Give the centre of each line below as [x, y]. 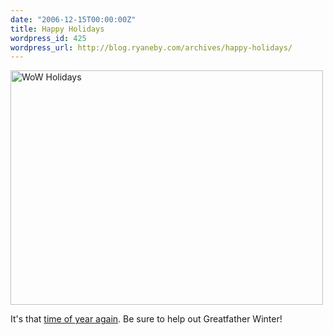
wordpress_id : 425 [48, 38]
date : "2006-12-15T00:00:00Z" [73, 19]
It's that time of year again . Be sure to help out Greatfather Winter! [146, 319]
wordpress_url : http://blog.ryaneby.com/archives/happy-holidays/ [151, 47]
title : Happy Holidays [57, 29]
